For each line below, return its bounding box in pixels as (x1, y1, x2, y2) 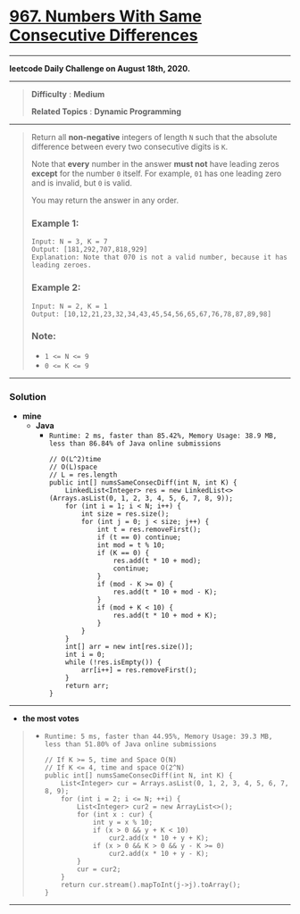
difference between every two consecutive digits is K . (30, 141, 229, 152)
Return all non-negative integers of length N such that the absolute (30, 131, 278, 142)
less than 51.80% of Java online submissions (44, 740, 217, 749)
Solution (9, 390, 47, 403)
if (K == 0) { (96, 549, 150, 558)
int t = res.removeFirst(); (96, 525, 202, 535)
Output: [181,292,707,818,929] (30, 245, 148, 254)
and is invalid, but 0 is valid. (30, 177, 132, 188)
